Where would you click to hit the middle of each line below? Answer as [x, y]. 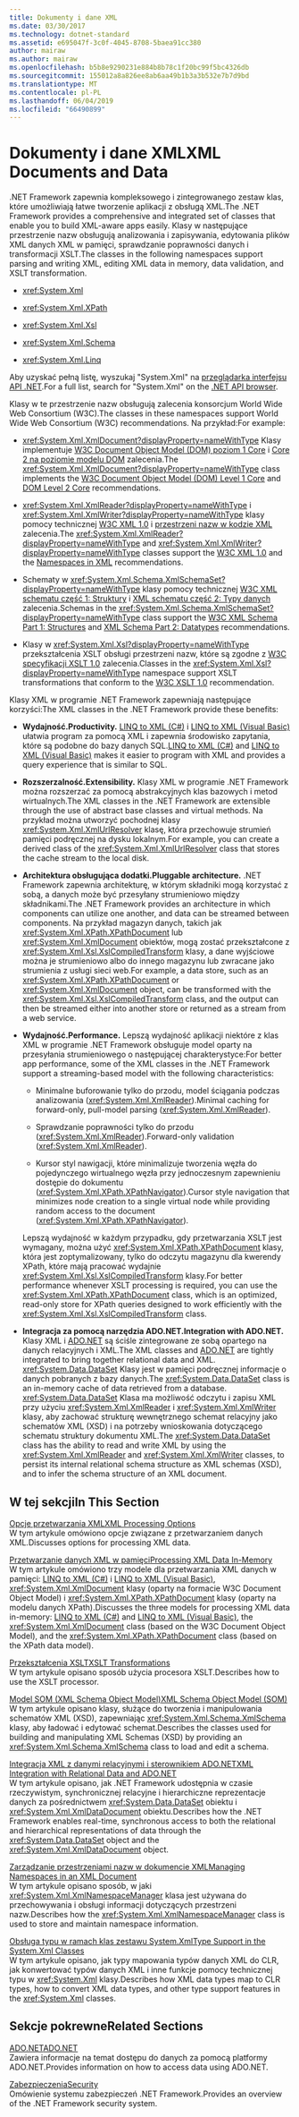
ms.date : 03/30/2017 [48, 26]
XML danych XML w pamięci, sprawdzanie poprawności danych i [129, 245]
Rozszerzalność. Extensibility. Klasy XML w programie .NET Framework [155, 782]
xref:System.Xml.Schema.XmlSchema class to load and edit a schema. [139, 1747]
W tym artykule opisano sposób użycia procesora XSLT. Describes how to [144, 1672]
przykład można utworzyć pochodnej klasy [101, 820]
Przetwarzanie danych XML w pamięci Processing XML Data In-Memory [141, 1560]
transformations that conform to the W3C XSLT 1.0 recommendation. [148, 683]
